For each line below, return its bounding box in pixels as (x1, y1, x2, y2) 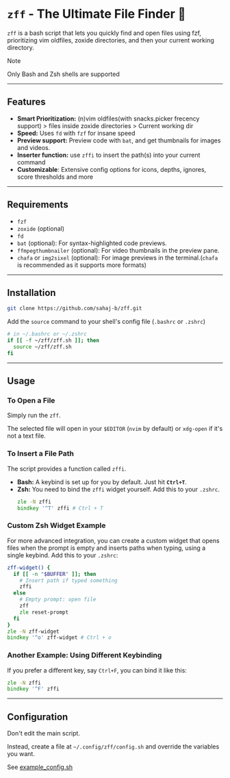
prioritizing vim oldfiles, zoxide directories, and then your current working (7, 36, 214, 44)
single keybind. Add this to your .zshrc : (7, 551, 118, 559)
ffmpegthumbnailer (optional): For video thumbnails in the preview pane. (16, 246, 220, 254)
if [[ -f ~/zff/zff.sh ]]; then (7, 337, 99, 344)
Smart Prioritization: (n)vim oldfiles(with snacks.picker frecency (16, 114, 200, 123)
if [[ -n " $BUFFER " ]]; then (13, 570, 97, 577)
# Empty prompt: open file (19, 596, 97, 603)
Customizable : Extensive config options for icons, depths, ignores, (16, 165, 207, 173)
